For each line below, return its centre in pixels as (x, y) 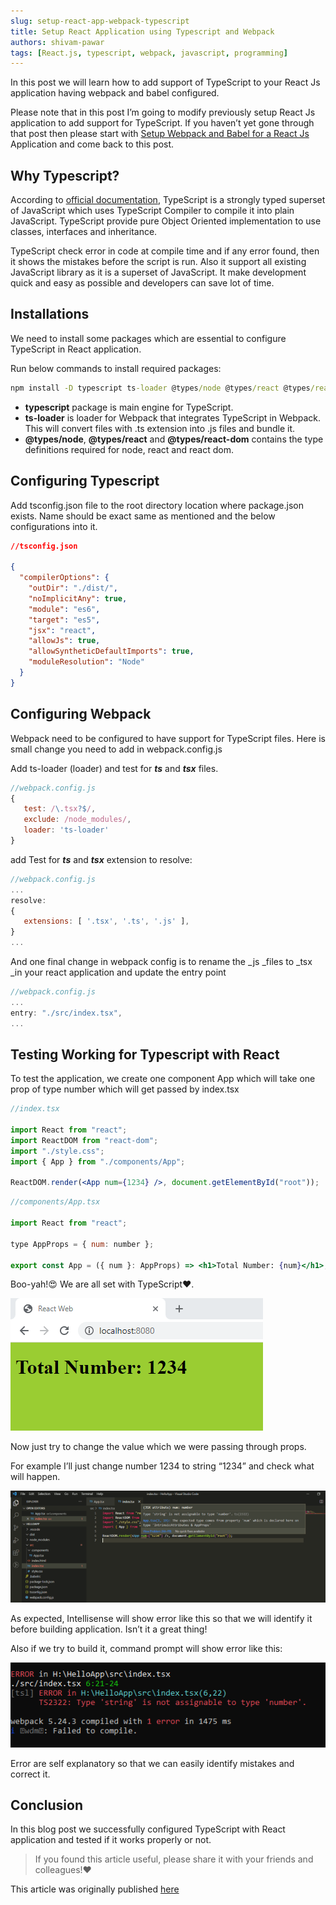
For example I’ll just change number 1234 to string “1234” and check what (162, 1466)
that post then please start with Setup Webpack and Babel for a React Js (160, 134)
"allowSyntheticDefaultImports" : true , (111, 651)
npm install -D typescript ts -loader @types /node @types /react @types (160, 388)
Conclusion (47, 1805)
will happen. (35, 1477)
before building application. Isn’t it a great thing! (109, 1629)
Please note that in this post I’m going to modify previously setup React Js (163, 112)
